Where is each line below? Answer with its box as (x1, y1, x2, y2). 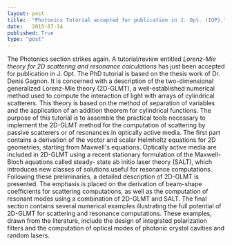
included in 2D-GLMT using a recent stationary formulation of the (7, 150, 193, 159)
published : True (7, 29, 54, 37)
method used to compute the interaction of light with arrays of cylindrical (7, 91, 215, 100)
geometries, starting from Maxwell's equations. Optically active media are (7, 143, 217, 152)
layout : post (7, 10, 45, 17)
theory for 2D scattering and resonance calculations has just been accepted (7, 62, 225, 71)
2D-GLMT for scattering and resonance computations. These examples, (7, 209, 212, 218)
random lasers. (7, 231, 50, 239)
